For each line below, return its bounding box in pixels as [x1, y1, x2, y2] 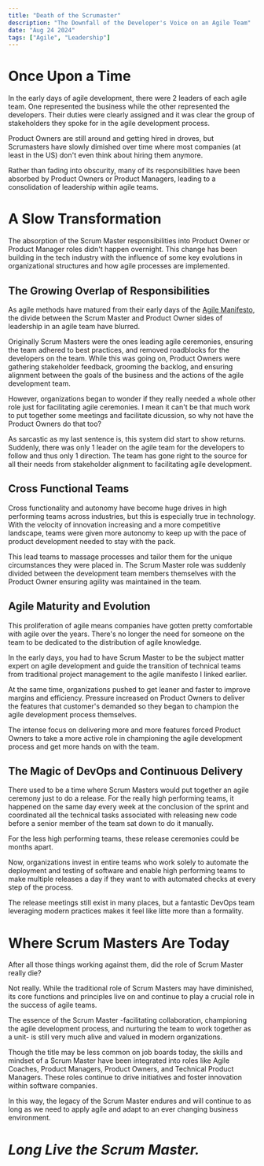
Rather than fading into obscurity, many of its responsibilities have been [8, 166, 240, 176]
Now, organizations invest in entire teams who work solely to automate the [8, 857, 249, 867]
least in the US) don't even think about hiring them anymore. [8, 150, 203, 160]
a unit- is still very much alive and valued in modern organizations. [8, 1032, 222, 1042]
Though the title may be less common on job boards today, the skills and [8, 1048, 244, 1057]
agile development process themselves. [8, 709, 137, 719]
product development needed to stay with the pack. [8, 536, 176, 546]
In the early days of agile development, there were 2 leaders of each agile [8, 94, 247, 103]
